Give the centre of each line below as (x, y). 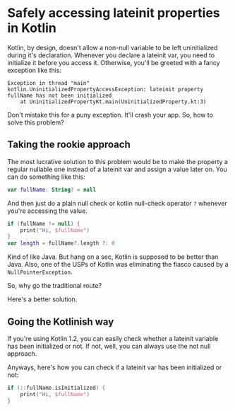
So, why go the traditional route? (55, 286)
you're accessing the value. (48, 211)
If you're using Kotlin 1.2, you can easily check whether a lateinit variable (113, 338)
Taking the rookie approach (69, 145)
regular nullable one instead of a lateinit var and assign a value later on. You (117, 169)
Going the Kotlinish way (61, 322)
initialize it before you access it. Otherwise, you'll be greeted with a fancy (114, 62)
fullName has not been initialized (60, 95)
